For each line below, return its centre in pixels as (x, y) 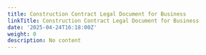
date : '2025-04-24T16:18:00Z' (52, 27)
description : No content (44, 41)
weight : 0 (22, 34)
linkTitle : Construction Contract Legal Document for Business (103, 21)
